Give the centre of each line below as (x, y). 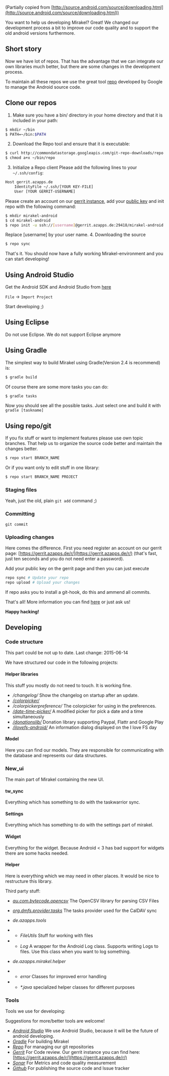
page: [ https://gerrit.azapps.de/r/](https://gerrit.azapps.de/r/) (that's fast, (81, 553)
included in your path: (35, 120)
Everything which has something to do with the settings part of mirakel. (79, 825)
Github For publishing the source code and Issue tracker (71, 1068)
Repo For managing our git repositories (53, 1047)
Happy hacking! (22, 611)
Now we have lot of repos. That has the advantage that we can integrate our (84, 61)
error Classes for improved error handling (63, 976)
